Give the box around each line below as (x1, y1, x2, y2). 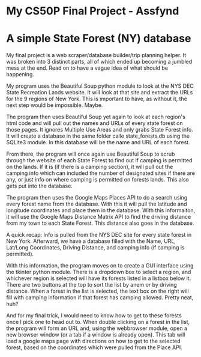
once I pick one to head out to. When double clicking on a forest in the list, (6, 319, 190, 326)
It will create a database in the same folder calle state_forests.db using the (6, 132, 190, 139)
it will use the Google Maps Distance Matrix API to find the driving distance (6, 213, 191, 221)
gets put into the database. (6, 182, 73, 190)
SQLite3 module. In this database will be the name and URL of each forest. (6, 139, 190, 146)
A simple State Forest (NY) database (6, 32, 191, 46)
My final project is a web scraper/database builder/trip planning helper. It (6, 52, 187, 59)
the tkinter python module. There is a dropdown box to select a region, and (6, 269, 191, 276)
